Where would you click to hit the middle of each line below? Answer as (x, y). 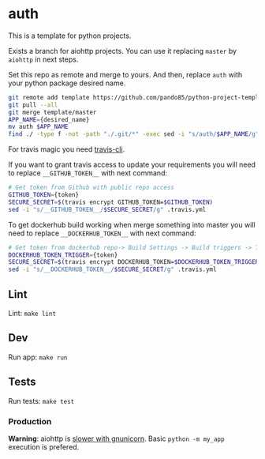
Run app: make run (38, 357)
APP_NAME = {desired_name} (49, 119)
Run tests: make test (41, 401)
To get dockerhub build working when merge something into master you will (132, 224)
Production (30, 421)
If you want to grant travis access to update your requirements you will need (132, 165)
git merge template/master (52, 112)
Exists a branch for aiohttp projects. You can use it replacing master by (123, 51)
